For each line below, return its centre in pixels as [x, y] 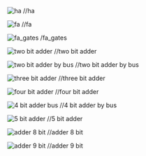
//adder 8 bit [65, 132]
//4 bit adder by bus [88, 105]
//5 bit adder [65, 119]
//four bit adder [77, 92]
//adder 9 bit [65, 146]
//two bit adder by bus [107, 65]
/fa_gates [54, 38]
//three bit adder [82, 78]
